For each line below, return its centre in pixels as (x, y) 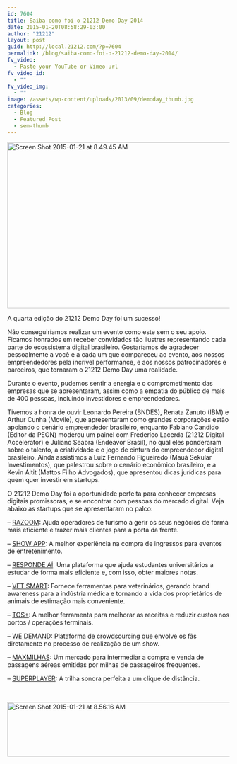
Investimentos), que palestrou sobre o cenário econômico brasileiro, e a (112, 464)
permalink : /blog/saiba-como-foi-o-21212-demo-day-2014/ (93, 54)
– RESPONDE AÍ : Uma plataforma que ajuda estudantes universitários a (110, 564)
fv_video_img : (28, 86)
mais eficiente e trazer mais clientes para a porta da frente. (93, 530)
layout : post (26, 40)
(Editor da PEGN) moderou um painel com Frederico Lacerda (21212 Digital (116, 434)
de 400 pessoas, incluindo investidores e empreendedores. (94, 398)
